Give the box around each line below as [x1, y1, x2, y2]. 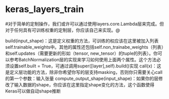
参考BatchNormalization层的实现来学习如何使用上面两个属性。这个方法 [9, 56, 157, 62]
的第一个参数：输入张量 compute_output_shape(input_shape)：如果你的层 [5, 75, 159, 81]
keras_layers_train [5, 4, 84, 15]
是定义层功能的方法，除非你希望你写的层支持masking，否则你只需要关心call [5, 69, 163, 75]
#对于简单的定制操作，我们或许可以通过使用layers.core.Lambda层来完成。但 [5, 21, 164, 27]
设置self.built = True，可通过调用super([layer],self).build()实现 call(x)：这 [9, 63, 161, 69]
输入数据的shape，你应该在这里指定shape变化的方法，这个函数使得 [14, 81, 155, 87]
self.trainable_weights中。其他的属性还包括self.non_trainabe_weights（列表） [5, 44, 164, 50]
